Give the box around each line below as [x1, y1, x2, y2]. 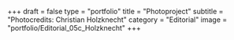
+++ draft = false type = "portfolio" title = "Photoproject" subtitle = [7, 7, 224, 16]
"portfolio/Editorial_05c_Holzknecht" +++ [7, 24, 141, 32]
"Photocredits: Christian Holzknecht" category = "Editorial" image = [7, 15, 228, 24]
